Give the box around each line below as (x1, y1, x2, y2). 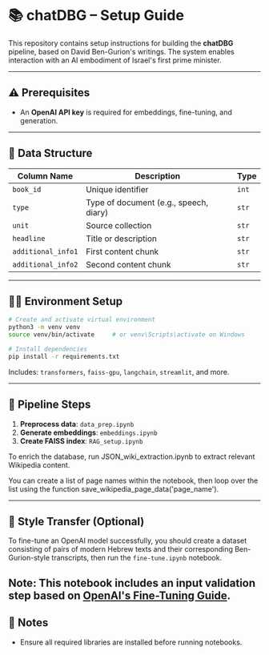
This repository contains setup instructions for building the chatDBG (8, 38, 234, 48)
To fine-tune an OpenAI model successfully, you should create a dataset (8, 536, 247, 545)
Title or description (85, 233, 158, 244)
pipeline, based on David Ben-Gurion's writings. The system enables (8, 46, 235, 56)
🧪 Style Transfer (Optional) (8, 514, 145, 528)
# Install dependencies (8, 345, 88, 353)
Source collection (85, 219, 152, 231)
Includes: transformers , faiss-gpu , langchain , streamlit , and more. (8, 367, 230, 376)
